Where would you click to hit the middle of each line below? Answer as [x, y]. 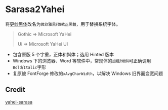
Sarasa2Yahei [35, 9]
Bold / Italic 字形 [29, 67]
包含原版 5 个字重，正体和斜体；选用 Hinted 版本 [63, 54]
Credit [15, 90]
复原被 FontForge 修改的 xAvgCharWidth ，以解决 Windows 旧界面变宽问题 [88, 73]
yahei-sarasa [19, 102]
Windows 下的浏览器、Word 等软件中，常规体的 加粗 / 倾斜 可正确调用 [82, 61]
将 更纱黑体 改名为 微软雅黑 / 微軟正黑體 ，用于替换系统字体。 [63, 24]
